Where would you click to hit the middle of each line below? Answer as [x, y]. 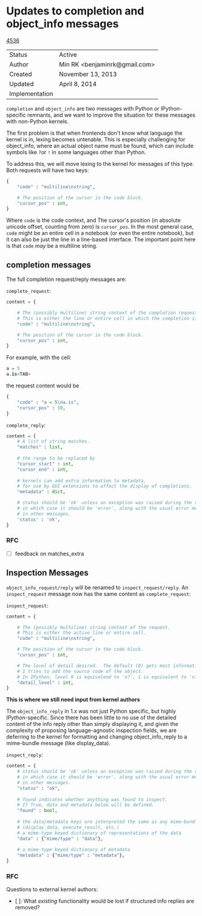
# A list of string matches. [54, 441]
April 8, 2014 [78, 84]
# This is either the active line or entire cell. [82, 633]
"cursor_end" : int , [43, 469]
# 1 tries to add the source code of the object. [81, 671]
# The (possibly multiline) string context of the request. [94, 627]
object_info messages [63, 24]
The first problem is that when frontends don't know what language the [94, 133]
